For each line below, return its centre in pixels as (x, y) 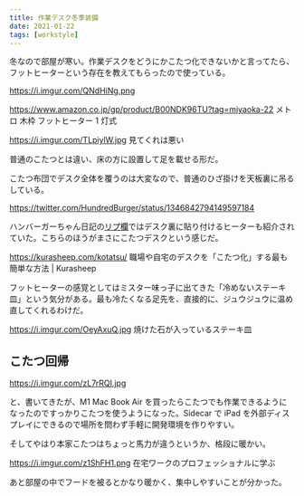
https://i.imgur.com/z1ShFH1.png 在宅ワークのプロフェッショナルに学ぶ (142, 463)
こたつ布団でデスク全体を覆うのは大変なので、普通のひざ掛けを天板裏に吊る (152, 178)
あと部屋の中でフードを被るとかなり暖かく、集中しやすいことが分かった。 (148, 482)
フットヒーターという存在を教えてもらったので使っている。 (120, 72)
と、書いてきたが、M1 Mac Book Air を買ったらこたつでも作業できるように (148, 402)
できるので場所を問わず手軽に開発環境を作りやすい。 (140, 424)
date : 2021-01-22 (42, 26)
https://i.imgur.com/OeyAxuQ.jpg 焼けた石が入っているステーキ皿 (131, 329)
